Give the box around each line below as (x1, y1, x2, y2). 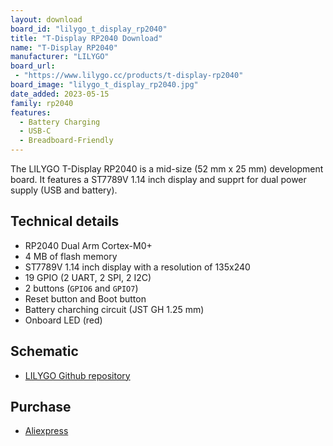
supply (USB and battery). (10, 184, 118, 196)
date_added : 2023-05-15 (10, 89, 110, 99)
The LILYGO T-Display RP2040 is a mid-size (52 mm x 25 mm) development (10, 163, 324, 175)
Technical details (10, 213, 120, 230)
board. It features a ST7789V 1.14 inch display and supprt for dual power (10, 174, 307, 185)
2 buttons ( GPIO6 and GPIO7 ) (24, 282, 139, 294)
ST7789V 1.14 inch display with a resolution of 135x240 (24, 261, 251, 273)
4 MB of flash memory (24, 250, 118, 262)
